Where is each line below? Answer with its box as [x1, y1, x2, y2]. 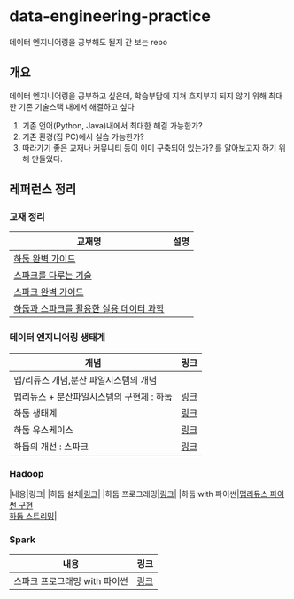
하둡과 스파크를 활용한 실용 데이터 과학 [13, 303, 165, 315]
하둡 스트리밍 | [9, 511, 58, 522]
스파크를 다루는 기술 [13, 269, 93, 282]
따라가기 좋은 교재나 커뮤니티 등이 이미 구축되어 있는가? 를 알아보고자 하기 [21, 142, 277, 152]
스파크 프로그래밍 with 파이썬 [13, 575, 128, 587]
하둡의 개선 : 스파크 [13, 440, 89, 453]
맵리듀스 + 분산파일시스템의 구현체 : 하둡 [13, 390, 173, 402]
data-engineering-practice [9, 6, 211, 27]
